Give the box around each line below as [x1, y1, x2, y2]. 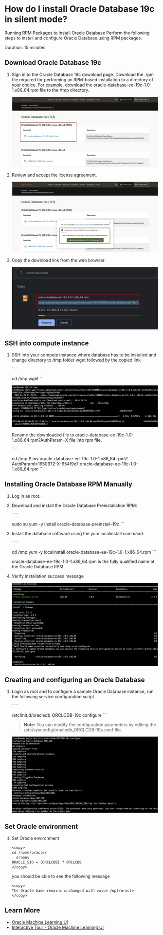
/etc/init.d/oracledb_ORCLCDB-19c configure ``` [11, 712, 108, 718]
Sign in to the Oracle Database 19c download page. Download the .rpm [11, 72, 154, 77]
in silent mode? [4, 14, 68, 25]
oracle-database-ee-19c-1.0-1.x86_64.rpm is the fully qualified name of [11, 559, 155, 564]
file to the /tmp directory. [39, 87, 90, 93]
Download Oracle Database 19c [4, 58, 102, 67]
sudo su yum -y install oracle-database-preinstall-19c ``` [11, 521, 125, 527]
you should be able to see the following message [11, 873, 110, 879]
